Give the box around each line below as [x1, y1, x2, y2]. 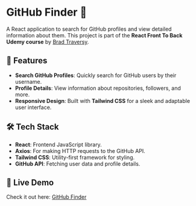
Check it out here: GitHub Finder [6, 193, 87, 201]
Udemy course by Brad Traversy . [6, 38, 89, 45]
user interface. [14, 104, 52, 111]
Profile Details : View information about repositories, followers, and [14, 84, 181, 92]
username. [14, 78, 42, 85]
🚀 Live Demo [6, 177, 54, 187]
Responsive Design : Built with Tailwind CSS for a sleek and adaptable [14, 97, 191, 104]
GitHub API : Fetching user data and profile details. [14, 160, 141, 167]
